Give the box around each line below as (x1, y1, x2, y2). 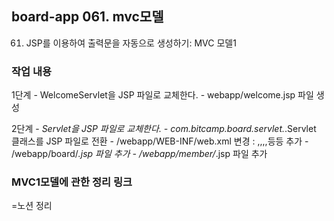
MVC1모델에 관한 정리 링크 (11, 175, 133, 189)
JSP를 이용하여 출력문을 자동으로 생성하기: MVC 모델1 (25, 37, 237, 49)
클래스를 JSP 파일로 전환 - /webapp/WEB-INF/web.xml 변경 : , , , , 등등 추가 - (11, 135, 309, 147)
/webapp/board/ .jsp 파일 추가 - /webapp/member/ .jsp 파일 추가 (11, 148, 268, 160)
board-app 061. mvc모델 (11, 8, 164, 26)
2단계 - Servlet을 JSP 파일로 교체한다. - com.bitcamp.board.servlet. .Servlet (11, 123, 317, 135)
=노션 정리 (11, 200, 53, 212)
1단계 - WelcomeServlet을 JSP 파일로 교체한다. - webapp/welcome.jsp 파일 (11, 89, 314, 101)
